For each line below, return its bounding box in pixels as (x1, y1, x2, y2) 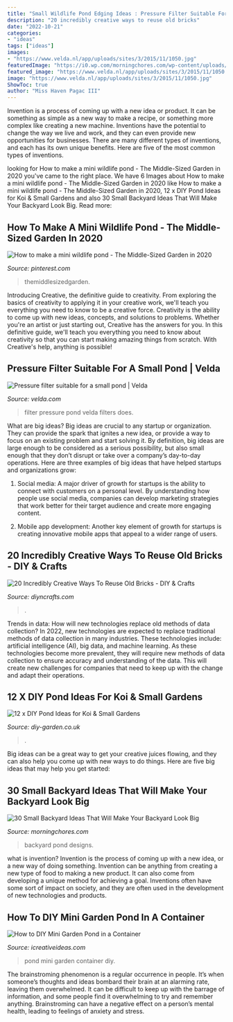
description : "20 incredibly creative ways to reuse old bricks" (7, 17, 200, 24)
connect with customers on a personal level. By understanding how (17, 487, 210, 495)
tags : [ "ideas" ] (7, 42, 54, 49)
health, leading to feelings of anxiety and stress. (7, 1007, 145, 1015)
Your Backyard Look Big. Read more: (7, 201, 112, 210)
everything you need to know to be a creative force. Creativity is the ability (7, 305, 221, 314)
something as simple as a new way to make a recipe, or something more (7, 114, 214, 122)
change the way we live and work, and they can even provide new (7, 129, 196, 137)
